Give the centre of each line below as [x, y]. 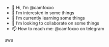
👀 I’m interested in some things [43, 13]
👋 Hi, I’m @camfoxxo [33, 8]
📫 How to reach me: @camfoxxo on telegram [58, 29]
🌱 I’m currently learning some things [48, 18]
